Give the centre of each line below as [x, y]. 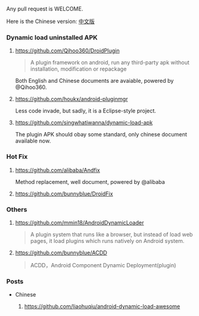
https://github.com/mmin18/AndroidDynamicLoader [79, 222]
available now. [33, 141]
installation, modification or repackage [78, 69]
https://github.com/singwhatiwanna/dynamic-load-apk [84, 123]
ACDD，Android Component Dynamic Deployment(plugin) [103, 265]
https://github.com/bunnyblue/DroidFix [64, 194]
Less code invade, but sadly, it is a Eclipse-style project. [86, 111]
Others [17, 209]
